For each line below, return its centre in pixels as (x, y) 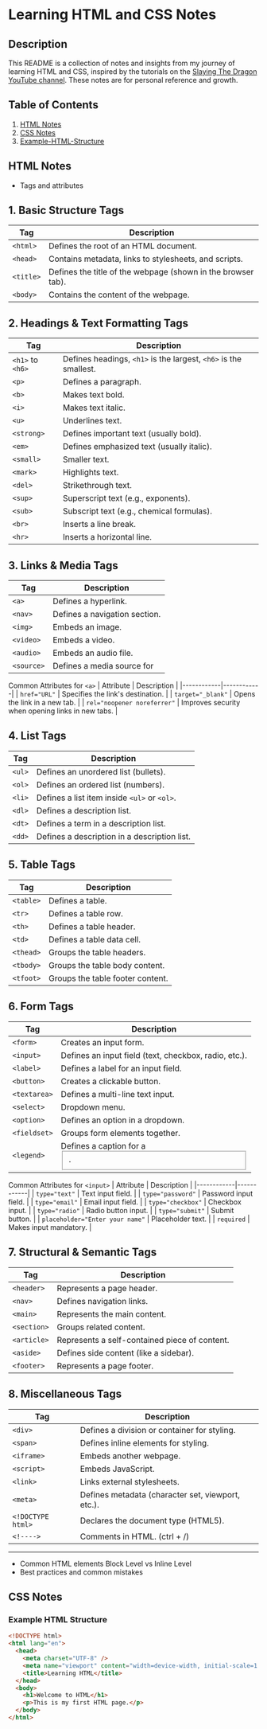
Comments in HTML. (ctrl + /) (135, 1536)
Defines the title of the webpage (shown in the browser (151, 272)
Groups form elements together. (121, 1133)
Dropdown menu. (93, 1106)
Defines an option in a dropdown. (123, 1120)
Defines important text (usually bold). (132, 434)
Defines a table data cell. (95, 939)
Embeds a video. (84, 640)
